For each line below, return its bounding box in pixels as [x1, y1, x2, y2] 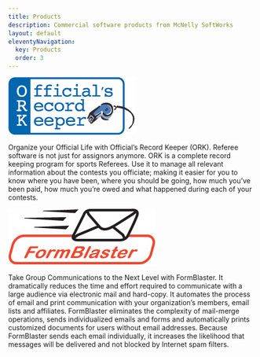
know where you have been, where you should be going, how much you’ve [8, 176, 251, 185]
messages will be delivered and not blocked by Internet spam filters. [8, 340, 229, 349]
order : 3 [15, 54, 44, 62]
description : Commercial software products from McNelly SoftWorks [8, 20, 234, 29]
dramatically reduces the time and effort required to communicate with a [8, 282, 243, 290]
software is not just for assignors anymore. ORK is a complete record [8, 151, 232, 160]
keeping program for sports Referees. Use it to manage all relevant [8, 160, 224, 168]
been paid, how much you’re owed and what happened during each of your [8, 185, 253, 193]
